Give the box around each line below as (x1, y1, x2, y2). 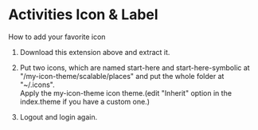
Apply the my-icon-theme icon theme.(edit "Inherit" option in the (19, 88, 233, 97)
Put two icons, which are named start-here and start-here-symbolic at (19, 62, 250, 73)
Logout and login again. (19, 112, 98, 121)
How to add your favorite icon (8, 32, 106, 41)
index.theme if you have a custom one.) (19, 97, 150, 106)
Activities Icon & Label (8, 6, 158, 24)
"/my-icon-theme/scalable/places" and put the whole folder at (19, 71, 225, 81)
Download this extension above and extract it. (19, 47, 170, 57)
